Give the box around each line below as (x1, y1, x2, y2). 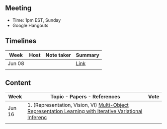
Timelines (5, 37, 37, 45)
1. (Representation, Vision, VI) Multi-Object (27, 102, 129, 109)
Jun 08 (7, 60, 25, 66)
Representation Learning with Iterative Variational (27, 108, 143, 115)
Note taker (45, 52, 71, 59)
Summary (76, 52, 99, 59)
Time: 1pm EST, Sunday (12, 17, 61, 23)
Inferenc (27, 114, 47, 121)
